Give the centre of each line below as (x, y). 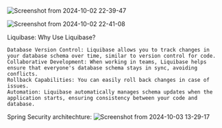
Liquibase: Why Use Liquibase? (51, 37)
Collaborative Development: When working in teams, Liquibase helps (107, 62)
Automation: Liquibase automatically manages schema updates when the (110, 92)
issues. (18, 86)
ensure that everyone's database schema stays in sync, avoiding (102, 68)
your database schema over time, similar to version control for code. (111, 56)
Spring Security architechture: (50, 117)
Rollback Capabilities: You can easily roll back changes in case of (109, 80)
